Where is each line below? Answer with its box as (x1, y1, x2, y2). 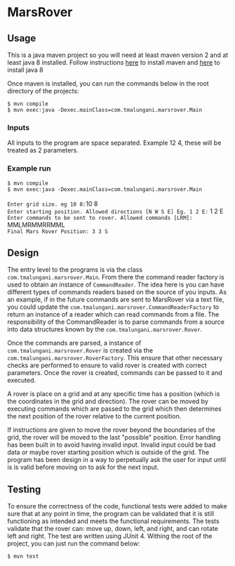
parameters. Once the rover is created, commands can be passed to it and (7, 369, 222, 377)
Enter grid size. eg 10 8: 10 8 (7, 199, 98, 208)
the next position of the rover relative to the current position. (7, 412, 182, 421)
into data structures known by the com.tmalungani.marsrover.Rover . (7, 325, 202, 334)
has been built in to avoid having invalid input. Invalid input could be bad (7, 440, 216, 449)
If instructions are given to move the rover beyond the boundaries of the (7, 426, 215, 434)
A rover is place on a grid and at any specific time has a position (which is (7, 390, 220, 398)
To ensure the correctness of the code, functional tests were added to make (7, 502, 227, 511)
